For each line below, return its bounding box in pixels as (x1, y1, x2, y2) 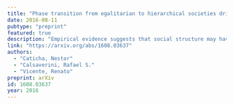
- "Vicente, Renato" (13, 68, 73, 75)
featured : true (7, 29, 52, 37)
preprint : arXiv (7, 74, 54, 82)
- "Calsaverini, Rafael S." (13, 61, 95, 68)
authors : (7, 49, 33, 56)
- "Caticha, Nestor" (13, 55, 73, 62)
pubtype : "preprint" (7, 23, 68, 30)
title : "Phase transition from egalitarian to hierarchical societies (7, 10, 217, 17)
